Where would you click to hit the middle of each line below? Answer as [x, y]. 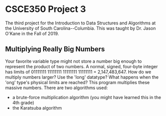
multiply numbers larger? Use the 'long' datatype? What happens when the [82, 77]
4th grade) [23, 103]
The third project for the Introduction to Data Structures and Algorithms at [81, 23]
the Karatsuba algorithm [37, 108]
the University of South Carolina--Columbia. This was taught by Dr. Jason [81, 28]
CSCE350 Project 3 [45, 9]
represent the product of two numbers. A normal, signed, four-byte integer [82, 66]
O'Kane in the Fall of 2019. [32, 33]
